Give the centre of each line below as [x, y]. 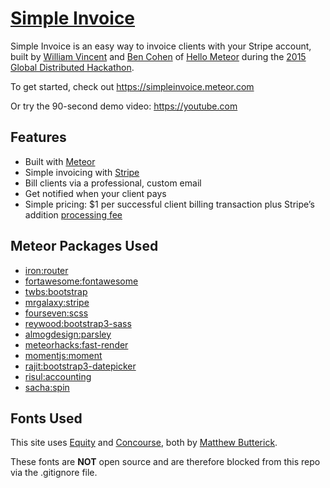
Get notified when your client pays [95, 193]
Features [38, 137]
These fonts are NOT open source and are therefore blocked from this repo [165, 462]
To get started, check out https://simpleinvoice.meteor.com [132, 86]
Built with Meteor [60, 161]
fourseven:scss [56, 313]
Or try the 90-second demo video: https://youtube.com [124, 106]
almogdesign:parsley [68, 334]
